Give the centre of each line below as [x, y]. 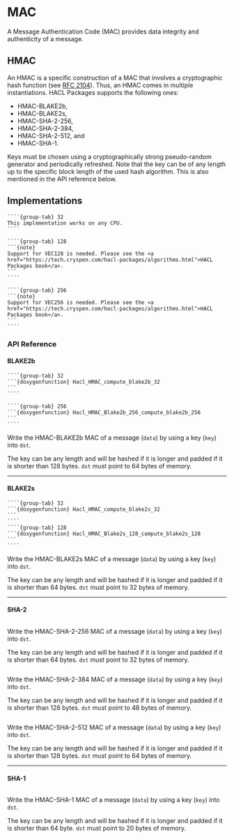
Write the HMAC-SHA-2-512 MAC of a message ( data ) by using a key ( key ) [114, 727]
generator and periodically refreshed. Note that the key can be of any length [117, 164]
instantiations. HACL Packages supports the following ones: [93, 92]
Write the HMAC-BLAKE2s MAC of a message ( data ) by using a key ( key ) [112, 558]
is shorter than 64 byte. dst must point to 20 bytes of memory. [97, 829]
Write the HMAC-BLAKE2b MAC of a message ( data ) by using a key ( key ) [112, 438]
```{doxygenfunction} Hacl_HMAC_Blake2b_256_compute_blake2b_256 [104, 413]
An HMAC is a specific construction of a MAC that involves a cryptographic [115, 77]
